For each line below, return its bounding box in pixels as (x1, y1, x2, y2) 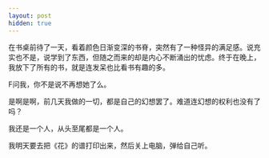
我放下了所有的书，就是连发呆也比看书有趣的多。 (8, 62, 170, 72)
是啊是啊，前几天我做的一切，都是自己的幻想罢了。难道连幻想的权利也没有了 (8, 96, 261, 106)
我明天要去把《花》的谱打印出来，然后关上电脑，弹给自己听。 (8, 140, 212, 150)
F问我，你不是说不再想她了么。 (8, 79, 111, 89)
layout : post (8, 11, 52, 20)
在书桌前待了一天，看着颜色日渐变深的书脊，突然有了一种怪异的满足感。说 (8, 42, 254, 52)
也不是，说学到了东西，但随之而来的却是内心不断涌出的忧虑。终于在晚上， (14, 52, 261, 62)
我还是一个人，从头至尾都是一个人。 (8, 124, 128, 133)
